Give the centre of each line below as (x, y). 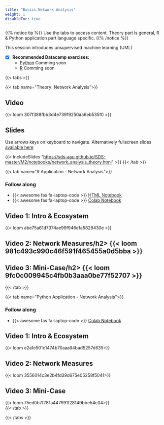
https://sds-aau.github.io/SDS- (74, 157)
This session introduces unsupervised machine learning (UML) (69, 48)
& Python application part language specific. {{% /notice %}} (67, 38)
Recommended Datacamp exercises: (51, 57)
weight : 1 (15, 14)
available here (19, 147)
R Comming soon (37, 68)
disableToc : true (23, 19)
